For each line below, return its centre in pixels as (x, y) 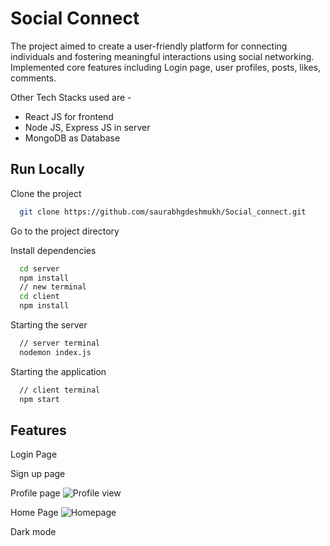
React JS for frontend (69, 116)
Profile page (35, 493)
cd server (39, 268)
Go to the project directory (65, 231)
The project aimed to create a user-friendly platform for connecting (149, 46)
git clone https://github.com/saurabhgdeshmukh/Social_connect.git (163, 212)
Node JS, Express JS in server (87, 127)
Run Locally (47, 169)
